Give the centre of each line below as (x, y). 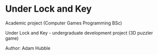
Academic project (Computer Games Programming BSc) (64, 23)
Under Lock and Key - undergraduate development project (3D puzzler (79, 33)
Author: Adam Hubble (28, 48)
